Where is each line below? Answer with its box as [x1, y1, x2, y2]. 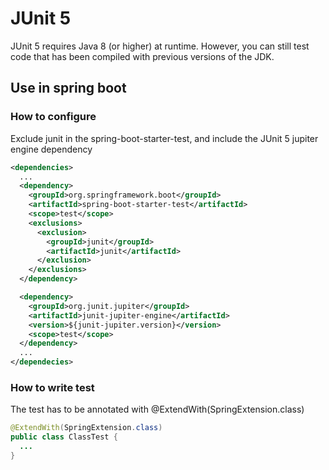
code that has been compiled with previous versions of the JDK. [10, 50, 275, 62]
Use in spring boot [10, 80, 127, 97]
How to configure [10, 110, 97, 124]
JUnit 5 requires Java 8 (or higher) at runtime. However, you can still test [10, 40, 310, 52]
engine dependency [10, 143, 93, 155]
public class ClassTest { [10, 432, 118, 442]
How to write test [10, 380, 95, 394]
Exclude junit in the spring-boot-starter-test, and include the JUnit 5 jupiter [10, 132, 319, 144]
